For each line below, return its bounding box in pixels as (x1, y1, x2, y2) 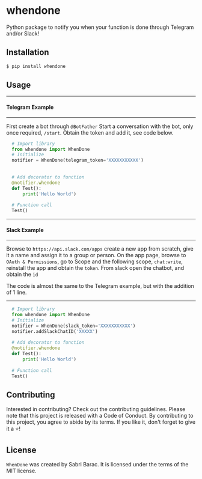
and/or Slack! (6, 29, 40, 37)
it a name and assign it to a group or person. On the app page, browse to (6, 252, 186, 259)
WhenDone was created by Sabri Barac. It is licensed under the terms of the (6, 461, 189, 468)
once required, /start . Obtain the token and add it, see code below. (6, 129, 174, 136)
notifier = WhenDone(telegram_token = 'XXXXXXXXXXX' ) (11, 157, 144, 163)
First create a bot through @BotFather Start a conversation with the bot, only (6, 123, 194, 130)
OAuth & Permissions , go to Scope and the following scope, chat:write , (6, 258, 183, 265)
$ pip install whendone (6, 63, 66, 69)
